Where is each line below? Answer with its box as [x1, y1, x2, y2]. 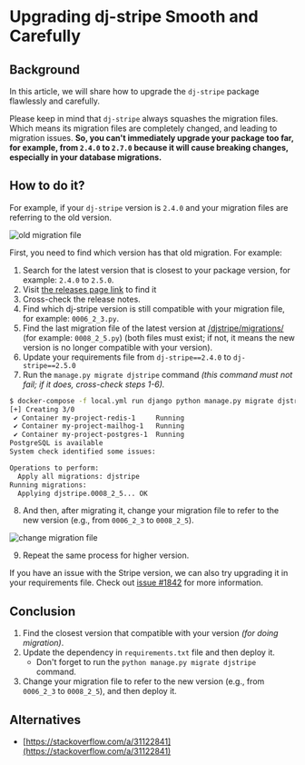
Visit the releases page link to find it [22, 283, 157, 294]
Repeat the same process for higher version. [22, 550, 190, 561]
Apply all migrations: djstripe [17, 472, 141, 481]
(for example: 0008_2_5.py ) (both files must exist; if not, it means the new [22, 332, 295, 343]
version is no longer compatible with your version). [22, 342, 213, 353]
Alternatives [9, 711, 82, 728]
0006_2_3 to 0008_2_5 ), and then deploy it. [22, 686, 177, 697]
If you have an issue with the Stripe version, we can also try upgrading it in [9, 568, 289, 579]
